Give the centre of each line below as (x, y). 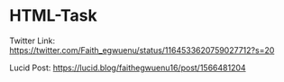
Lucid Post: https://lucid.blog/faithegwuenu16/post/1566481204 (128, 68)
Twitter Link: (32, 41)
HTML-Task (53, 16)
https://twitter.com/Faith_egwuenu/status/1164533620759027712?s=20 (142, 50)
